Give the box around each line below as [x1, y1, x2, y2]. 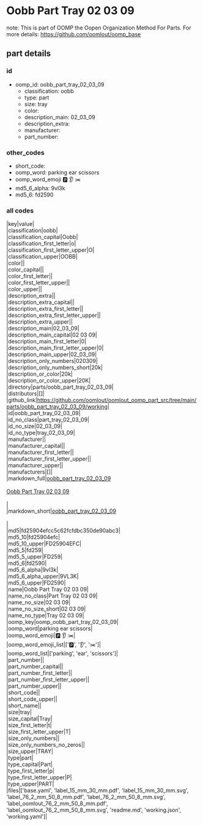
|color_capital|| [6, 266, 44, 273]
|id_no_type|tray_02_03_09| [6, 429, 75, 437]
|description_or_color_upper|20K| [6, 377, 91, 384]
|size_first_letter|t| [6, 722, 52, 729]
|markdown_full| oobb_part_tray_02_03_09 [6, 475, 111, 482]
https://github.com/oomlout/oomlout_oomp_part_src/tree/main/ [37, 397, 197, 404]
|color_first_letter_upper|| [6, 279, 70, 286]
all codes [6, 206, 34, 215]
